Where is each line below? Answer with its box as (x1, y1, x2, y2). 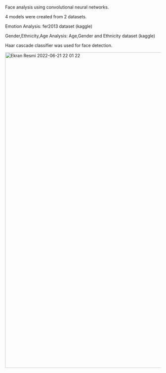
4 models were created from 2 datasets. (5, 14, 87, 19)
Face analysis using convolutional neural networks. (5, 4, 109, 10)
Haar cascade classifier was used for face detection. (5, 42, 113, 48)
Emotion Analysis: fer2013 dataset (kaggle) (5, 23, 93, 29)
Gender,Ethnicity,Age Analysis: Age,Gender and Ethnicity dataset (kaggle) (5, 33, 156, 39)
